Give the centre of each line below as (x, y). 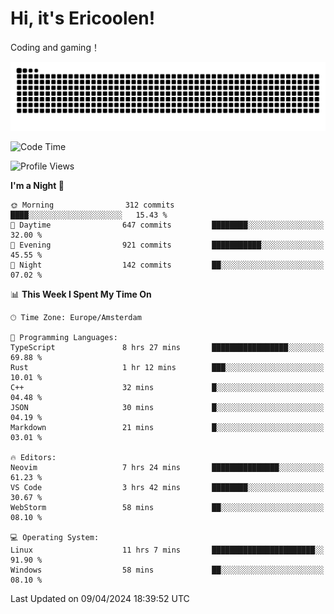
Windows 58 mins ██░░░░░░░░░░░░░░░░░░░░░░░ (167, 570)
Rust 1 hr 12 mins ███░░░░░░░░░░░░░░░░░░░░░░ (167, 367)
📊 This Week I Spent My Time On (81, 294)
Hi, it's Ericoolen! (83, 18)
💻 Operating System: (55, 537)
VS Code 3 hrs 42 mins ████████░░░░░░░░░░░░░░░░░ (167, 487)
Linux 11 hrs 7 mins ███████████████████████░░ (167, 550)
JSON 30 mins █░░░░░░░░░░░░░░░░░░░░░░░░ (167, 407)
